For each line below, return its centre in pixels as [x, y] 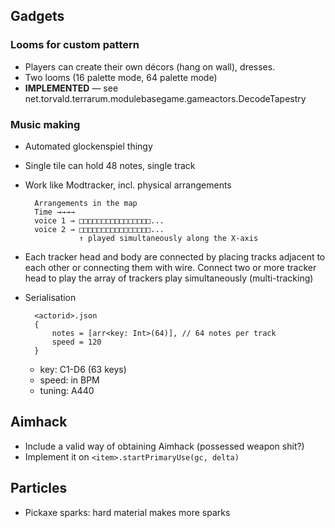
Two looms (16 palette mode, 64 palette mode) [121, 77]
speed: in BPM [69, 380]
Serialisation [50, 297]
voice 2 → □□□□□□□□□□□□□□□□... [99, 229]
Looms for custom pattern [75, 45]
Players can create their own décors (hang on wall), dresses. [150, 66]
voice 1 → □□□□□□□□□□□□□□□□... [99, 220]
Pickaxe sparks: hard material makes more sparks [127, 512]
